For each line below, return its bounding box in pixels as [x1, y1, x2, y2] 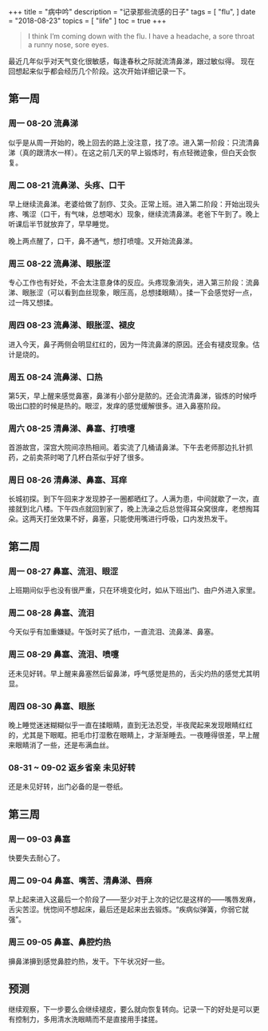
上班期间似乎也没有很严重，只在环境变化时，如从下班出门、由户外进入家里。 [8, 586, 260, 595]
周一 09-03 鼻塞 [8, 834, 71, 845]
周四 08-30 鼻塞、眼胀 [8, 700, 96, 711]
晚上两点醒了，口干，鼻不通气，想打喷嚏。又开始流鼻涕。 [8, 236, 197, 245]
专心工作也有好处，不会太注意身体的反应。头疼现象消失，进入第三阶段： [8, 278, 246, 288]
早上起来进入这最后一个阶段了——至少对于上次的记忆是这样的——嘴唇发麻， [8, 894, 260, 905]
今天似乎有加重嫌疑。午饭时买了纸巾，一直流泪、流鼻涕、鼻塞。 [8, 627, 218, 637]
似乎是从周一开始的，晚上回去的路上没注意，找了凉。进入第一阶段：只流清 [8, 137, 253, 147]
